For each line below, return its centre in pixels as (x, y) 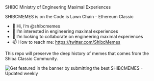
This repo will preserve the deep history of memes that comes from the (77, 53)
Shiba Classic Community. (31, 59)
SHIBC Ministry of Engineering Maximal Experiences (58, 7)
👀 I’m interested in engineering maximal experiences (65, 31)
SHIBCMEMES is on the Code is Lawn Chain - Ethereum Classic (69, 16)
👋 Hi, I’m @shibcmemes (36, 26)
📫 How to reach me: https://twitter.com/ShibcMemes (66, 42)
